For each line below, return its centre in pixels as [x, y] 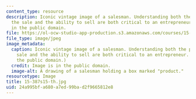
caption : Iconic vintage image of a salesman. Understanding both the [99, 49]
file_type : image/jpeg [34, 38]
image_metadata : [26, 44]
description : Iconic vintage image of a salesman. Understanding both [94, 17]
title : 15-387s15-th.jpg [36, 82]
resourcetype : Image [31, 76]
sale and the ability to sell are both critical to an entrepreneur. [103, 55]
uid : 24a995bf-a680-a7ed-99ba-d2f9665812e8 [60, 87]
